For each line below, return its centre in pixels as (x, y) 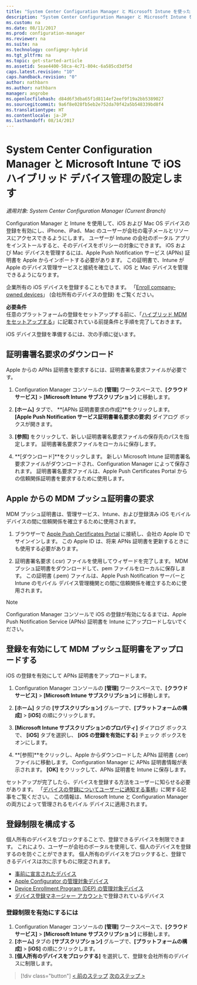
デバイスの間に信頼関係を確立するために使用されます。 (73, 521)
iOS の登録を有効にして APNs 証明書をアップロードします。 (78, 675)
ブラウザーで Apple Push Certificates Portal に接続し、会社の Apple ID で (103, 534)
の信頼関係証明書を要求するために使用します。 (71, 478)
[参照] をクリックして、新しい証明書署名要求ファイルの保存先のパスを (99, 436)
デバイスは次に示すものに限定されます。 (64, 862)
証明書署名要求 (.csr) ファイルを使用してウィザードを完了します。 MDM (101, 561)
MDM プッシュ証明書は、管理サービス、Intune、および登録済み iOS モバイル (98, 514)
